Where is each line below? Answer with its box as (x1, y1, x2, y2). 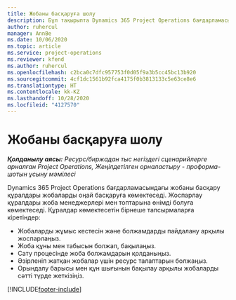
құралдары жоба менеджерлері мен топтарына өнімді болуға (7, 198, 194, 207)
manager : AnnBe (7, 29, 52, 37)
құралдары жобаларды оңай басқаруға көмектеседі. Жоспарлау (7, 191, 203, 199)
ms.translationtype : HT (7, 82, 77, 89)
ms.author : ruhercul (7, 62, 68, 69)
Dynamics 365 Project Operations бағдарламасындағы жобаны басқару (7, 183, 221, 191)
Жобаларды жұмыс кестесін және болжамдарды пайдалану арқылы (17, 226, 225, 235)
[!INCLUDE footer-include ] (7, 285, 82, 293)
